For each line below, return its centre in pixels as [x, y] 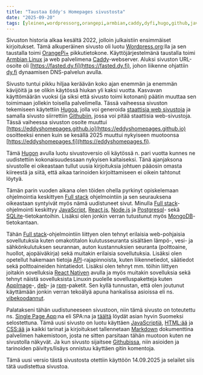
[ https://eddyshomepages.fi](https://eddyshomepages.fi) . [79, 142]
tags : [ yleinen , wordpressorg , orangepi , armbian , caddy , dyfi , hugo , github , [98, 23]
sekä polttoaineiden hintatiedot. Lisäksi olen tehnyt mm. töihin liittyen [92, 266]
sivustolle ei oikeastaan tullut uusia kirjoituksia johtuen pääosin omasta [94, 166]
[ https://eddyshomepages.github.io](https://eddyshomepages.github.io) [96, 129]
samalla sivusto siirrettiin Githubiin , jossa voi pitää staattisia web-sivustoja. [99, 116]
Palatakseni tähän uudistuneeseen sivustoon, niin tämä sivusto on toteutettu [101, 310]
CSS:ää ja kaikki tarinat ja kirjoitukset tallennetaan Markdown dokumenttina [100, 329]
